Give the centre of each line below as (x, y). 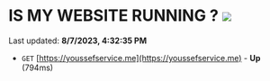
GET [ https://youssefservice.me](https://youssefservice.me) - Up (141, 58)
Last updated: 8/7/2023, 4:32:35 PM (78, 40)
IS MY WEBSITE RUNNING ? (114, 16)
